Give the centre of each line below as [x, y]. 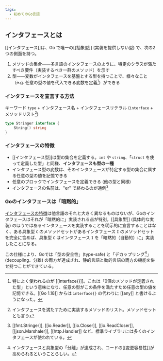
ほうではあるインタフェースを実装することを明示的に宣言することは [84, 225]
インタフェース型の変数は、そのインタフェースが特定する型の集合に [80, 169]
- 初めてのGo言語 [25, 14]
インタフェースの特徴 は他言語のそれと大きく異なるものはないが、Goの [76, 213]
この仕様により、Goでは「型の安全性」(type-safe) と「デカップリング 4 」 [78, 253]
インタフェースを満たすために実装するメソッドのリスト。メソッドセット [84, 310]
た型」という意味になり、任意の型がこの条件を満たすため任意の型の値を [84, 287]
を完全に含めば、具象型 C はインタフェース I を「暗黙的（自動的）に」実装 [80, 237]
